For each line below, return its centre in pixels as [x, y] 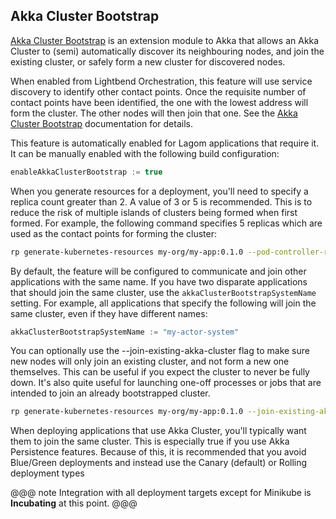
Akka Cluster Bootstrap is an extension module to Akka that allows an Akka [165, 40]
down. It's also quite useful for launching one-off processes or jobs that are [166, 383]
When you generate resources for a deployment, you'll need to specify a [159, 191]
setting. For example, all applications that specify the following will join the [163, 303]
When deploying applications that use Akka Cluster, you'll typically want [158, 431]
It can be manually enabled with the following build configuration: [145, 153]
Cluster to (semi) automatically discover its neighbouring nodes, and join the [167, 51]
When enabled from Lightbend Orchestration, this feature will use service [161, 81]
